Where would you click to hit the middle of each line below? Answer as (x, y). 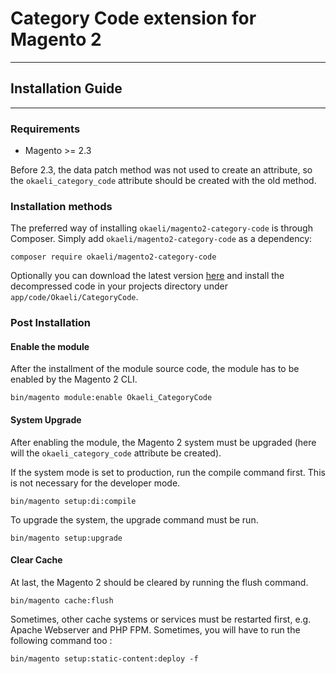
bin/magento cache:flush (62, 600)
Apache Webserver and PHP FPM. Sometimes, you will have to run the (155, 629)
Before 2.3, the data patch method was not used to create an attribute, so (161, 170)
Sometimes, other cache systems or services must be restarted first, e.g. (161, 619)
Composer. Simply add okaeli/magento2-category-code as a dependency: (161, 239)
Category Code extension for (133, 18)
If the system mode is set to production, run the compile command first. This (168, 472)
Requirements (45, 129)
